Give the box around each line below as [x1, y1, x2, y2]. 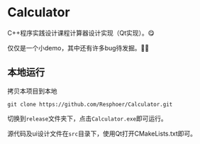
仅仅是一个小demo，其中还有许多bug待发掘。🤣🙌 [7, 43, 150, 52]
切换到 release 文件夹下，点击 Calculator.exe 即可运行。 [7, 114, 168, 123]
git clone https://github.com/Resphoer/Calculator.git [7, 101, 173, 108]
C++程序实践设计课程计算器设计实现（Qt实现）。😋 [7, 28, 155, 37]
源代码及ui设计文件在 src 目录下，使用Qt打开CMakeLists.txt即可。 [7, 129, 197, 138]
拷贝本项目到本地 [7, 87, 57, 95]
